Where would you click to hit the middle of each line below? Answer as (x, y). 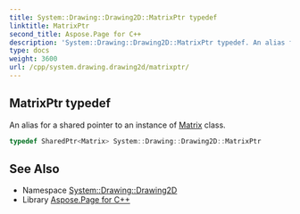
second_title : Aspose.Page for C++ (75, 34)
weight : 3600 (33, 59)
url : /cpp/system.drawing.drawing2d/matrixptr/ (100, 68)
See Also (34, 169)
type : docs (29, 51)
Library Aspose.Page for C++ (76, 200)
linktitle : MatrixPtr (50, 26)
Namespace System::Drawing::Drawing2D (100, 190)
